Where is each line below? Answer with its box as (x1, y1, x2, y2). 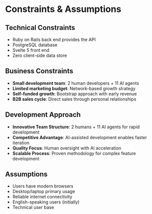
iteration (12, 140, 30, 146)
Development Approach (5, 111, 81, 119)
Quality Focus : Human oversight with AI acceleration (12, 145, 122, 151)
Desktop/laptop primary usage (12, 189, 75, 195)
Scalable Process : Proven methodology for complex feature (12, 150, 136, 156)
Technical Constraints (5, 23, 75, 32)
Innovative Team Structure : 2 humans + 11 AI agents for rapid (12, 124, 140, 130)
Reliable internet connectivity (12, 194, 73, 200)
